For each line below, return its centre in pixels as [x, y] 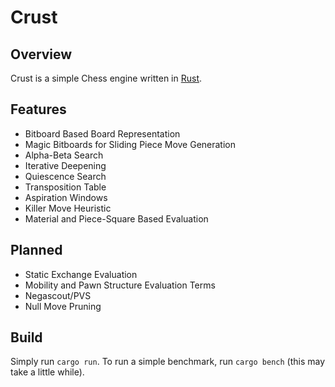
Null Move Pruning [63, 306]
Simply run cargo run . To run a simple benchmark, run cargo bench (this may [168, 362]
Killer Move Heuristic [68, 208]
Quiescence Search [65, 176]
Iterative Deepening [65, 165]
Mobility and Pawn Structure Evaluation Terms [120, 285]
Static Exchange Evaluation [81, 274]
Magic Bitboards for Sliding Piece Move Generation [130, 144]
